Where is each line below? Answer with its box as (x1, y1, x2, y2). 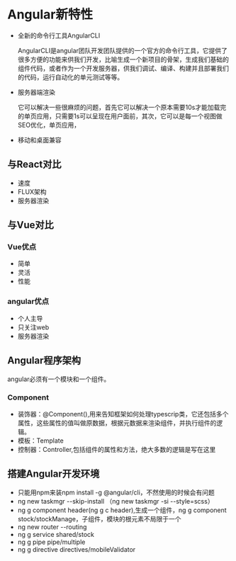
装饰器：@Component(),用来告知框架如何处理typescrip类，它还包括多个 (17, 409, 229, 418)
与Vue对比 (7, 219, 55, 231)
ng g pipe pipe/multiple (17, 538, 86, 546)
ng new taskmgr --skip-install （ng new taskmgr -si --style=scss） (17, 497, 214, 505)
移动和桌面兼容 (17, 135, 62, 144)
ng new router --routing (17, 522, 87, 531)
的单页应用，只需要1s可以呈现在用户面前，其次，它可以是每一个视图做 (17, 111, 223, 120)
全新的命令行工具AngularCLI (17, 31, 101, 40)
